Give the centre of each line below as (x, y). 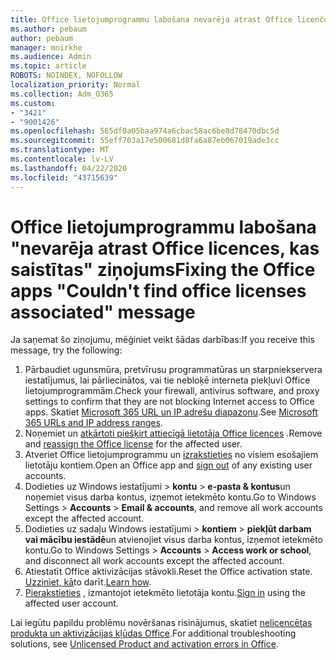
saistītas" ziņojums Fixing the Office (163, 269)
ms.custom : (33, 103)
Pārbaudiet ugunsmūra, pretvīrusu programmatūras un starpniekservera (173, 370)
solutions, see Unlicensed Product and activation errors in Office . (144, 644)
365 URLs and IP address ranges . (93, 423)
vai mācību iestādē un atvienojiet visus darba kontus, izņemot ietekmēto (173, 540)
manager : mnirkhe (46, 47)
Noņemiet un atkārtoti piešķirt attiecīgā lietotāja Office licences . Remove (173, 433)
